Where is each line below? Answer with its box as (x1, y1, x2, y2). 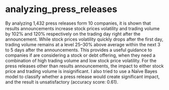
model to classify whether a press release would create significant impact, (5, 73, 160, 79)
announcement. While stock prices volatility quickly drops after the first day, (5, 36, 163, 42)
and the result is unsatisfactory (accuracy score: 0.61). (5, 79, 119, 85)
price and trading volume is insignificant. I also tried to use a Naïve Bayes (5, 68, 157, 74)
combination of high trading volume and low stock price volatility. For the (5, 57, 157, 63)
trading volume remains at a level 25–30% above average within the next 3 (5, 41, 160, 47)
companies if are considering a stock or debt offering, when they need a (5, 52, 155, 58)
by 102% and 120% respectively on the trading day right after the (5, 31, 141, 37)
